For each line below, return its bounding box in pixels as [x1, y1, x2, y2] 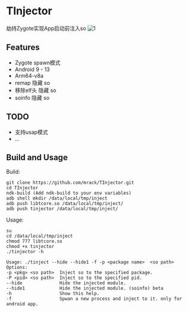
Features [6, 42, 40, 53]
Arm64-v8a [14, 72, 43, 79]
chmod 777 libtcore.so [6, 238, 62, 244]
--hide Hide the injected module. [6, 280, 127, 286]
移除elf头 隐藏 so [14, 87, 57, 94]
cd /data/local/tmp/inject [6, 233, 73, 240]
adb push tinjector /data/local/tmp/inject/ [6, 206, 118, 212]
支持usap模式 [14, 128, 48, 136]
